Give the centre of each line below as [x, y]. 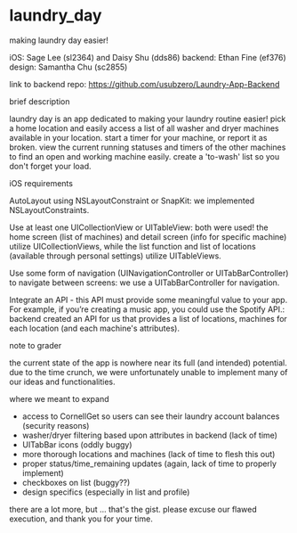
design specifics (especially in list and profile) [106, 492]
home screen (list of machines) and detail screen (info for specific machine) [148, 236]
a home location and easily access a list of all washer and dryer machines [144, 128]
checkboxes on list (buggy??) [76, 482]
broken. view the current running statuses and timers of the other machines [148, 147]
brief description [40, 101]
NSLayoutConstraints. [49, 209]
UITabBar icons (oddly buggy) [77, 444]
